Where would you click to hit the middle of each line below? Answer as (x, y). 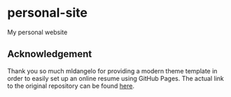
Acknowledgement (50, 54)
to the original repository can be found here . (71, 86)
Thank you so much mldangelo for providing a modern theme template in (112, 70)
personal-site (47, 13)
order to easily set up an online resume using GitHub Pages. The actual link (115, 78)
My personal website (37, 32)
